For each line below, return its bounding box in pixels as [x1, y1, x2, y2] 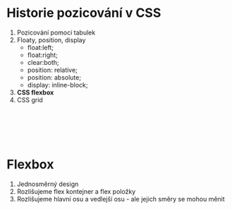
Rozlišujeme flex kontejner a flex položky [16, 187, 136, 195]
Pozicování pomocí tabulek [16, 28, 96, 37]
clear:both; [27, 58, 59, 66]
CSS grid [16, 95, 43, 104]
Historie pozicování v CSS [6, 5, 161, 21]
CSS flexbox [16, 88, 54, 97]
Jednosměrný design [16, 180, 79, 188]
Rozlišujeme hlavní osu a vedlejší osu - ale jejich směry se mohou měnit [16, 194, 225, 203]
